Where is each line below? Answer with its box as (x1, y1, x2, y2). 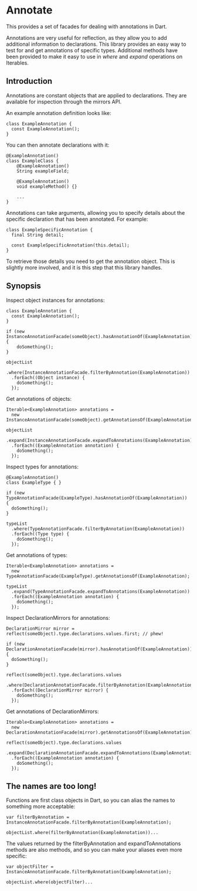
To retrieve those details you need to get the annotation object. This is (6, 258, 175, 265)
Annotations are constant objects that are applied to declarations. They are (6, 92, 187, 99)
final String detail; (11, 232, 64, 238)
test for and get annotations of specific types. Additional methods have (6, 46, 178, 53)
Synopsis (6, 281, 41, 291)
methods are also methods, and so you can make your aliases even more (6, 846, 183, 853)
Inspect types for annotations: (6, 463, 79, 470)
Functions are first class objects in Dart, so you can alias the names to (6, 797, 175, 804)
